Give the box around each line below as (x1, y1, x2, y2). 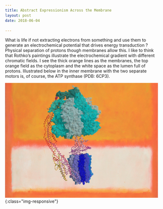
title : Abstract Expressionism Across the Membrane (5, 8, 112, 13)
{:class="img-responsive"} (5, 198, 59, 204)
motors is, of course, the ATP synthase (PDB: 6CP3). (5, 73, 110, 79)
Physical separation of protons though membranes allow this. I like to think (5, 48, 154, 53)
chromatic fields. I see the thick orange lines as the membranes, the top (5, 58, 148, 64)
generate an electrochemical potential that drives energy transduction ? (5, 42, 148, 48)
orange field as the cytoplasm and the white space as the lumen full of (5, 63, 146, 69)
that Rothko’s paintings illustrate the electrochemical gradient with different (5, 52, 155, 58)
